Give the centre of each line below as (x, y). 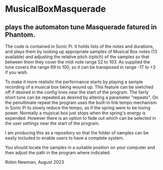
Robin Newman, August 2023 (35, 162)
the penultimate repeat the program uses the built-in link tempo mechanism (81, 103)
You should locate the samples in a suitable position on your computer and (80, 147)
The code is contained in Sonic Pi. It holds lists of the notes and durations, (80, 46)
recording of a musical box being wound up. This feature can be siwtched (79, 87)
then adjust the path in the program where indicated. (58, 153)
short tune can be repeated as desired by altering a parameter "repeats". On (82, 97)
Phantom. (20, 34)
